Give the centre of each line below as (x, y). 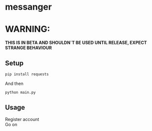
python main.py (20, 92)
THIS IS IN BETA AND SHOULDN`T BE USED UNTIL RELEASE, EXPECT (76, 43)
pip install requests (27, 74)
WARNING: (28, 29)
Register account (22, 119)
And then (14, 83)
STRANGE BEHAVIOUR (28, 48)
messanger (28, 7)
